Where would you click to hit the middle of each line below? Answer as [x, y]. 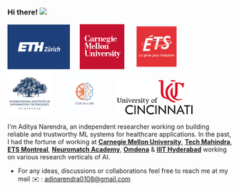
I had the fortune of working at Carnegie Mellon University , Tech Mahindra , [120, 141]
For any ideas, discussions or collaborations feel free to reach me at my [123, 171]
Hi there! [23, 12]
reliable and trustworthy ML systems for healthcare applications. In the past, [119, 134]
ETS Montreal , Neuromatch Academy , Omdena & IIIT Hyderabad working [117, 149]
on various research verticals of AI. [59, 156]
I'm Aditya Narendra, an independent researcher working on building [108, 126]
